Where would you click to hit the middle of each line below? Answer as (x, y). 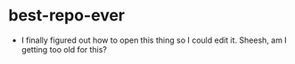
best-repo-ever (67, 16)
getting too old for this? (64, 49)
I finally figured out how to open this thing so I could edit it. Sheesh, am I (154, 40)
